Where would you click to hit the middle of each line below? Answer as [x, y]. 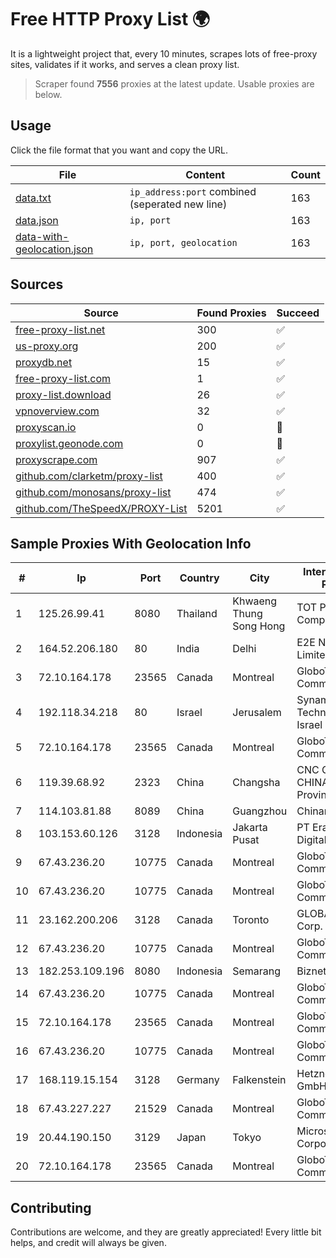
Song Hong [259, 626]
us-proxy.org [47, 346]
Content [205, 174]
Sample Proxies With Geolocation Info [131, 543]
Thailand [197, 614]
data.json [37, 220]
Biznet [311, 971]
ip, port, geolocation [183, 242]
